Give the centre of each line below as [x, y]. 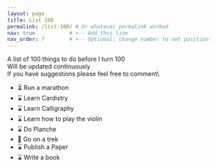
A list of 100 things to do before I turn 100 [66, 59]
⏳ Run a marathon [43, 88]
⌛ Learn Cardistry [43, 98]
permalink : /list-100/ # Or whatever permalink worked [88, 26]
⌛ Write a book [38, 157]
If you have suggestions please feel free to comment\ [83, 74]
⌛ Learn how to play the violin [60, 119]
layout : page [26, 14]
